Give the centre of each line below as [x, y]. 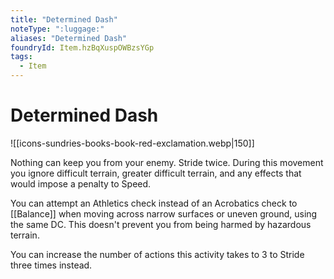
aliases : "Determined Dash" [69, 38]
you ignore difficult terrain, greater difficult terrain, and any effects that [156, 173]
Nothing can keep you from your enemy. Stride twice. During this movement [167, 162]
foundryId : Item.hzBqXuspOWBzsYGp [82, 47]
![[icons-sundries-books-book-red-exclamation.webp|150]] [132, 143]
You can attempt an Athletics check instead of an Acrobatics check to [154, 203]
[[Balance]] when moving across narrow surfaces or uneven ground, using [164, 213]
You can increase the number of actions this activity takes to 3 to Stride [157, 254]
